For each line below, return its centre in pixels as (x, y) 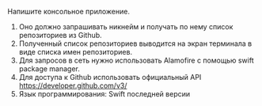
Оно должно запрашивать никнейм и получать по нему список (126, 26)
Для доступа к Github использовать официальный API (110, 77)
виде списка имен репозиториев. (75, 52)
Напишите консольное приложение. (68, 11)
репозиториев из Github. (60, 35)
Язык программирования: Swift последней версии (104, 94)
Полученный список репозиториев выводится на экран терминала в (135, 44)
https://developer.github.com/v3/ (73, 85)
